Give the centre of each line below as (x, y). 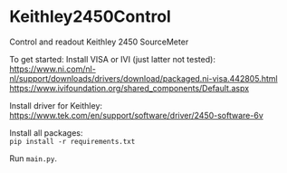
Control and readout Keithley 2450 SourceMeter (99, 42)
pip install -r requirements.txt (72, 141)
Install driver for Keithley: (56, 105)
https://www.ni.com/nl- (53, 69)
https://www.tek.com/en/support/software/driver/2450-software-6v (137, 115)
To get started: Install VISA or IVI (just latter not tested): (112, 59)
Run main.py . (33, 158)
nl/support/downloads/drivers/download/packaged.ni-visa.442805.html (143, 78)
